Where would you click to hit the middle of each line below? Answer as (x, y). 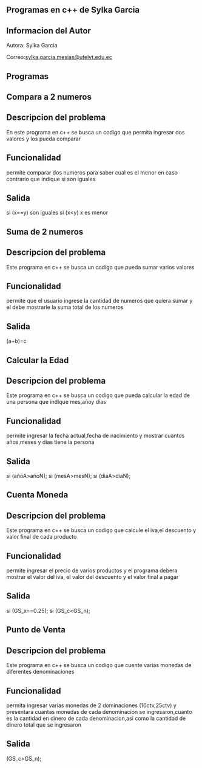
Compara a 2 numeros (49, 97)
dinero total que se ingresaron (44, 725)
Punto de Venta (36, 630)
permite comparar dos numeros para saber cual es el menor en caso (92, 172)
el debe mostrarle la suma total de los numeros (65, 307)
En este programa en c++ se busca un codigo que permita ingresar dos (96, 132)
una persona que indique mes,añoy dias (56, 402)
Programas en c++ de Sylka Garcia (73, 10)
